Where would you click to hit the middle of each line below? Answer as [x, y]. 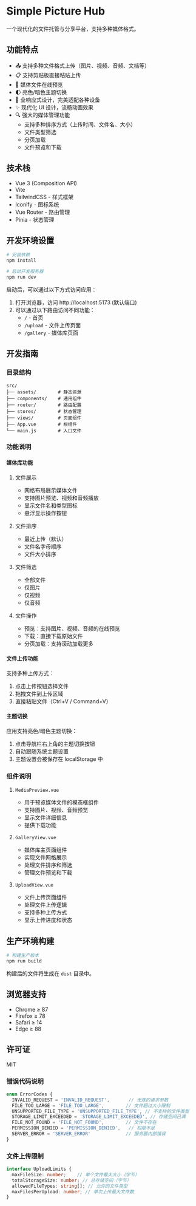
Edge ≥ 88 [28, 1029]
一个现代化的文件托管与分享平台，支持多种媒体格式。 [73, 29]
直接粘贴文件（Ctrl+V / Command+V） [63, 701]
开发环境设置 [30, 240]
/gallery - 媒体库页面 [51, 333]
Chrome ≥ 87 [32, 1009]
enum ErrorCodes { [29, 1094]
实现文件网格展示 [46, 857]
